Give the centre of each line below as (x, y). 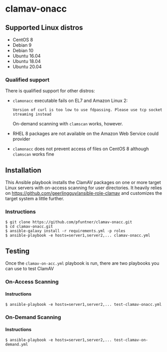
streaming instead (32, 115)
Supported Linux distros (44, 28)
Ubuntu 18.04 (27, 61)
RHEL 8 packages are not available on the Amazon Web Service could (86, 134)
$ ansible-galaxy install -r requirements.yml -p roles (65, 231)
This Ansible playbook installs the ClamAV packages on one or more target (83, 183)
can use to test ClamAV (30, 269)
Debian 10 (23, 50)
